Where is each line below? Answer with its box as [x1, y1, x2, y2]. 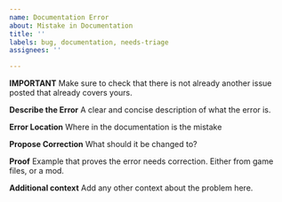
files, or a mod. [9, 166, 65, 176]
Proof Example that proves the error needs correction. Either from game [9, 156, 274, 167]
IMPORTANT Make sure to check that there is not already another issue [9, 78, 272, 89]
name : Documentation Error [9, 12, 109, 22]
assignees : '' [9, 46, 62, 55]
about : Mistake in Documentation [9, 21, 133, 30]
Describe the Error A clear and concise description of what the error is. [9, 105, 271, 115]
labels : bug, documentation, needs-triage [9, 37, 169, 47]
